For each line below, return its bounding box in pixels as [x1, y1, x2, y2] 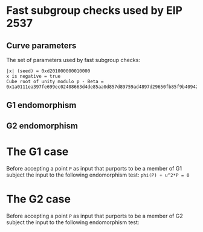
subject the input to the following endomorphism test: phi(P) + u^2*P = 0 [6, 171, 190, 178]
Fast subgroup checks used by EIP [6, 4, 183, 17]
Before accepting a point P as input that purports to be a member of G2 [6, 212, 183, 219]
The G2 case [6, 192, 71, 205]
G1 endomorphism [6, 100, 77, 110]
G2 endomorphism [6, 121, 79, 131]
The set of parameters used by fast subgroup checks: [6, 57, 141, 63]
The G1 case [6, 145, 69, 158]
